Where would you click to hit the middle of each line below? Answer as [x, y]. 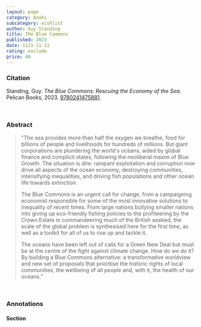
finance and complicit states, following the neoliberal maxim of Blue [105, 157]
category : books [26, 17]
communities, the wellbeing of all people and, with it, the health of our [107, 270]
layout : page [23, 12]
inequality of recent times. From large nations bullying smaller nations [107, 207]
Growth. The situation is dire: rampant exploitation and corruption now [108, 163]
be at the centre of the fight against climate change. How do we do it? [107, 251]
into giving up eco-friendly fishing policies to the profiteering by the [105, 214]
